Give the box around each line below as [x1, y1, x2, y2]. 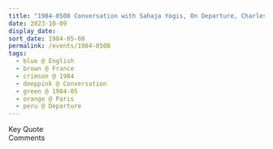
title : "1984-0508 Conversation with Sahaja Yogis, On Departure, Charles [8, 11, 267, 20]
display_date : [8, 27, 57, 35]
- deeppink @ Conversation [15, 79, 107, 87]
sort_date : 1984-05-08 [8, 34, 85, 43]
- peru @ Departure [15, 102, 82, 110]
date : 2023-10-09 [8, 19, 67, 28]
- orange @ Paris [15, 95, 75, 103]
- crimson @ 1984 [15, 72, 75, 80]
